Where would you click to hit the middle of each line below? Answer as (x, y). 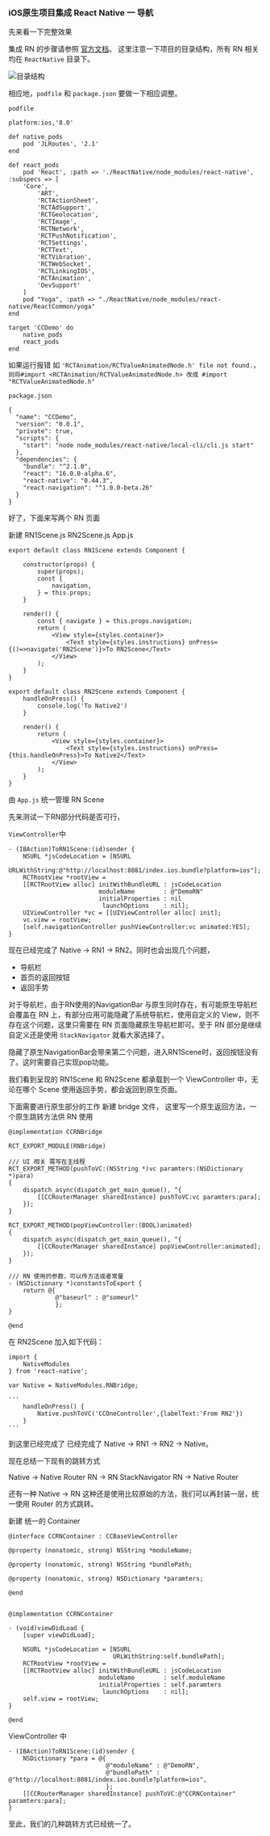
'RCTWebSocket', (64, 264)
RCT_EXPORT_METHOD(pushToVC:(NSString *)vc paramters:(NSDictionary (126, 1169)
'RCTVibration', (64, 257)
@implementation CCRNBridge (56, 1132)
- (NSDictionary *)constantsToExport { (75, 1284)
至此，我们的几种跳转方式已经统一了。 (72, 1824)
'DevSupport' (59, 286)
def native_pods (35, 137)
